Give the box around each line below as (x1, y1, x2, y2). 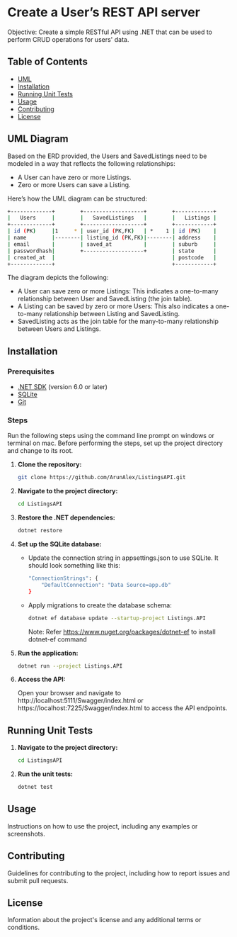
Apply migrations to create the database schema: (28, 600, 172, 610)
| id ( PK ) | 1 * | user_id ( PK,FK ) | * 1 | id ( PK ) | (7, 228, 217, 235)
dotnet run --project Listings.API (17, 662, 123, 670)
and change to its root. (7, 447, 74, 455)
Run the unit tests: (17, 770, 73, 778)
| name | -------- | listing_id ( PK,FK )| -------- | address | (7, 235, 217, 242)
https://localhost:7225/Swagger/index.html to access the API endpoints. (17, 704, 228, 712)
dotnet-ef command (28, 635, 87, 644)
